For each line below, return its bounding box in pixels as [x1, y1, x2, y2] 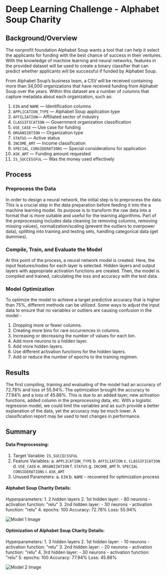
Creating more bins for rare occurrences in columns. [12, 328, 121, 333]
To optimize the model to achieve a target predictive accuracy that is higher [5, 297, 161, 303]
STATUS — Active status [12, 135, 60, 141]
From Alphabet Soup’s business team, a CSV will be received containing [5, 78, 153, 83]
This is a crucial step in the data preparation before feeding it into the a [5, 202, 151, 208]
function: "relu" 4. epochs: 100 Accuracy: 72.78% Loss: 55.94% [5, 506, 137, 512]
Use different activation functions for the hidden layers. [12, 349, 126, 355]
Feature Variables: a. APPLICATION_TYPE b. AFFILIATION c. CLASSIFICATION [12, 458, 161, 464]
